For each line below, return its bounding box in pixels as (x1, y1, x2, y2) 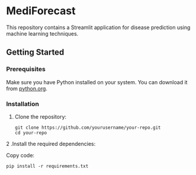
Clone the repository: (14, 113, 67, 120)
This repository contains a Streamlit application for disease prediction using (6, 24, 191, 31)
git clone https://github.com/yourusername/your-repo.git (14, 125, 161, 131)
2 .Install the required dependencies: (6, 140, 96, 147)
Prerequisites (6, 65, 46, 74)
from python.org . (6, 85, 47, 92)
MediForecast (6, 4, 76, 18)
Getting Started (6, 47, 65, 58)
